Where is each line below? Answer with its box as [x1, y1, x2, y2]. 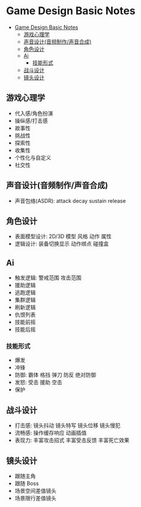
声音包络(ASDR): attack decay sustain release [14, 197, 126, 204]
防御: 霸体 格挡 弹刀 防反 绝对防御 [14, 371, 96, 379]
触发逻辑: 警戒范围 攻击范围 [14, 274, 81, 281]
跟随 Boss [14, 480, 40, 487]
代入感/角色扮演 [14, 109, 53, 116]
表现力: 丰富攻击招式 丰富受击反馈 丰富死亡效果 [14, 437, 130, 444]
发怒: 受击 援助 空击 [14, 379, 63, 386]
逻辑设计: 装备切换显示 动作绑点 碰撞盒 [14, 240, 109, 248]
